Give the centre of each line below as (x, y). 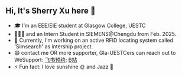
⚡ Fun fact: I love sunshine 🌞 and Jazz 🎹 (64, 67)
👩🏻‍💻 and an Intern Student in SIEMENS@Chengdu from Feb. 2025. (95, 34)
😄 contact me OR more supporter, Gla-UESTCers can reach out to (95, 52)
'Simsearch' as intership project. (53, 46)
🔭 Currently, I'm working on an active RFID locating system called (94, 40)
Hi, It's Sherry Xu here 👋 (51, 11)
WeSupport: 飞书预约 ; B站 (45, 60)
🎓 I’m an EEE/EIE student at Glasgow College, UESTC (80, 25)
